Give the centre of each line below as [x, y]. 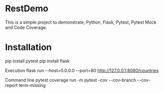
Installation [28, 47]
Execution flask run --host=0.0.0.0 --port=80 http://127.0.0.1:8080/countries [82, 70]
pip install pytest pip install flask [37, 61]
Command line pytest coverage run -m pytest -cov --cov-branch [71, 80]
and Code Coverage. [26, 27]
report [12, 85]
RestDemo [27, 9]
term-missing [32, 85]
